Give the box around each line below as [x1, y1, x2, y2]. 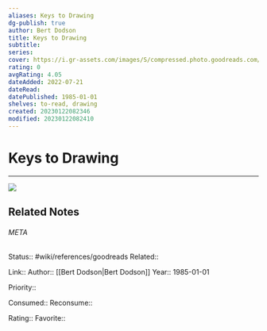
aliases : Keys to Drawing [8, 11, 94, 20]
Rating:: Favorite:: [8, 314, 66, 323]
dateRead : [8, 85, 41, 94]
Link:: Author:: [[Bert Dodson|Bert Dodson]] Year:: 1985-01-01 [8, 267, 210, 277]
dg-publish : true [8, 19, 66, 27]
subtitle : [8, 41, 41, 49]
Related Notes [8, 206, 79, 219]
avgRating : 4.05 [8, 71, 62, 79]
